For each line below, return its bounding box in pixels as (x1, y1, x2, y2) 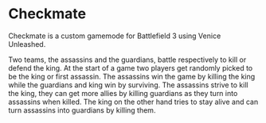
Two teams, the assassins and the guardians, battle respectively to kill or (8, 55, 247, 64)
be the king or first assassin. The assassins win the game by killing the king (8, 71, 256, 81)
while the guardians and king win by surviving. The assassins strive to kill (8, 80, 248, 90)
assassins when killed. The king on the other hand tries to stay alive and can (8, 97, 259, 106)
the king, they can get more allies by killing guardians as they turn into (8, 88, 238, 98)
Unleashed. (8, 39, 46, 48)
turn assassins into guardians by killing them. (8, 105, 156, 115)
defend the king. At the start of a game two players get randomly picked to (8, 63, 253, 72)
